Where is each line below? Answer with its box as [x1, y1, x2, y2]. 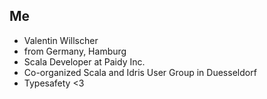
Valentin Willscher [23, 34, 99, 46]
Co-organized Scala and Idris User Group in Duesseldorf [23, 66, 257, 78]
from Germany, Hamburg [23, 45, 127, 57]
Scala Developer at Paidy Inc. [23, 55, 146, 68]
